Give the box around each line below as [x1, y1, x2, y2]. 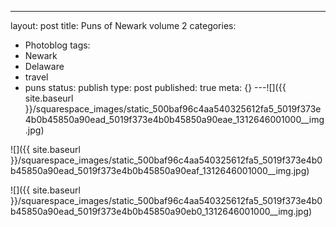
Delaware [24, 61, 65, 72]
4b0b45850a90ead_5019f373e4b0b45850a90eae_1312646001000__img [24, 114, 325, 125]
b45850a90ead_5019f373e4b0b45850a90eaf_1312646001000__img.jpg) [10, 165, 310, 176]
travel [24, 71, 49, 83]
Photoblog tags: [24, 39, 91, 51]
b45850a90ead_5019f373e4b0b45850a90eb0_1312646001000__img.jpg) [10, 206, 313, 217]
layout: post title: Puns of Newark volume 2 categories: [10, 20, 237, 31]
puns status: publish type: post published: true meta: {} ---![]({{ [24, 82, 287, 93]
